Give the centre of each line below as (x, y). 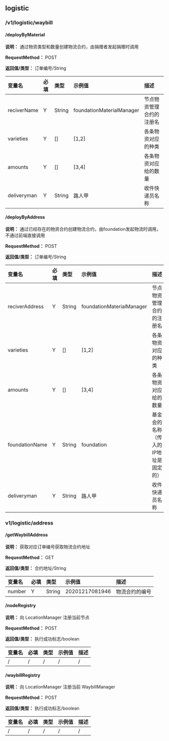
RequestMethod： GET (30, 557)
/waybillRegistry (23, 675)
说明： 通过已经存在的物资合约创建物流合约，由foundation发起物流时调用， (83, 229)
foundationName (28, 445)
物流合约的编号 (134, 592)
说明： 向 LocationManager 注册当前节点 (47, 617)
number (17, 591)
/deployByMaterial (25, 34)
